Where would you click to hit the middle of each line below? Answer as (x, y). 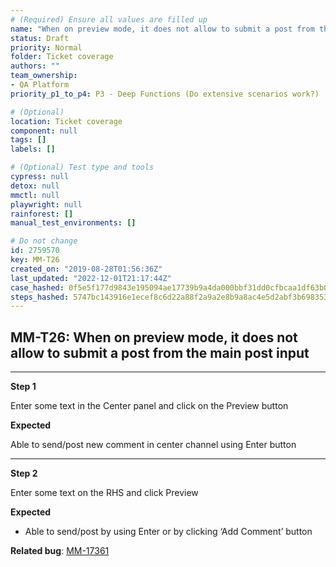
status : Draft (40, 38)
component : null (44, 131)
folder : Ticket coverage (62, 57)
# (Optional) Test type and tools (82, 167)
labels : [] (33, 149)
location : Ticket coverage (66, 121)
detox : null (35, 186)
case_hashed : (37, 287)
